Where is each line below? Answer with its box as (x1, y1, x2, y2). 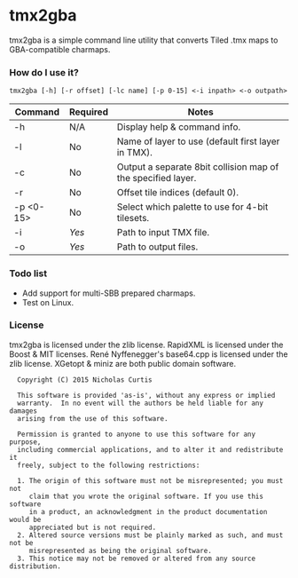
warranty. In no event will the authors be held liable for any (17, 399, 264, 408)
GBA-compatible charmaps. (9, 44, 111, 54)
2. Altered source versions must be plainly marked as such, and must (17, 530, 284, 540)
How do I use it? (9, 66, 80, 78)
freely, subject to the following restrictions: (17, 461, 200, 470)
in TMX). (116, 146, 153, 159)
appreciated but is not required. (28, 523, 157, 532)
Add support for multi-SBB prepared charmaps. (21, 288, 196, 298)
